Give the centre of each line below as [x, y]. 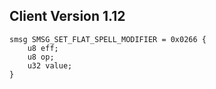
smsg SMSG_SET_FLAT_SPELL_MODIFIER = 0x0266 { [108, 39]
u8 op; [41, 57]
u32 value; [50, 65]
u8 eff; [43, 48]
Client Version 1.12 [67, 16]
